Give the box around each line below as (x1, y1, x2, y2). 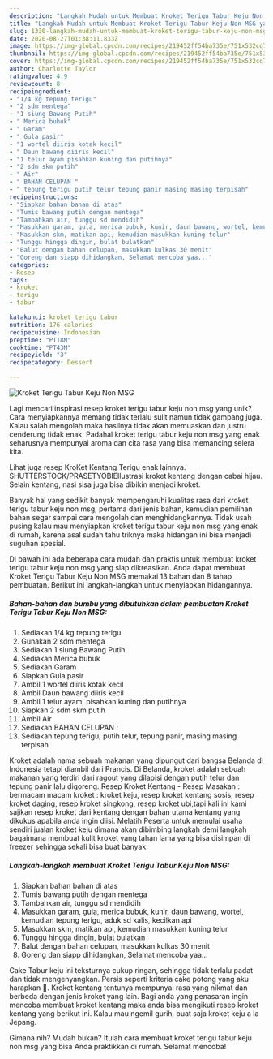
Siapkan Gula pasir (20, 670, 84, 680)
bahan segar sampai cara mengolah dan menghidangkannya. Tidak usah (9, 513, 252, 522)
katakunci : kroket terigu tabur (9, 313, 118, 321)
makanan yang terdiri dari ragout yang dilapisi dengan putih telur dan (9, 773, 240, 782)
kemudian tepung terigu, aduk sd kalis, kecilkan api (20, 915, 193, 925)
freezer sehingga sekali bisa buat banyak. (9, 842, 148, 851)
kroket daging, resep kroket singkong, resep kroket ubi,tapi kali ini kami (9, 799, 247, 808)
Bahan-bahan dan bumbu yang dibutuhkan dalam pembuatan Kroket (9, 598, 250, 609)
